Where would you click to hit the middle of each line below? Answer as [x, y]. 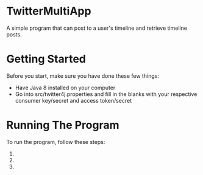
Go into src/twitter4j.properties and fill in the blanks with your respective [106, 94]
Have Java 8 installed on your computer [65, 87]
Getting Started [46, 59]
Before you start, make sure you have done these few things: [83, 76]
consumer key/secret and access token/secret [73, 100]
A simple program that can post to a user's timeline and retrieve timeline [97, 28]
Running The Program [63, 125]
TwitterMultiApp [49, 11]
